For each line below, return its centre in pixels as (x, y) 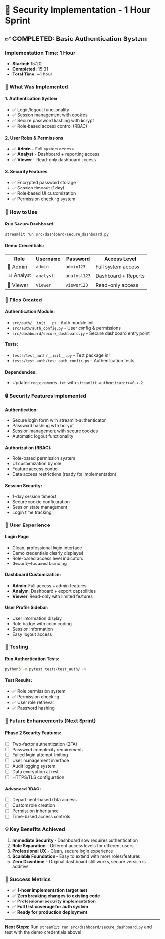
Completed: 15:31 (30, 69)
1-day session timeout (34, 496)
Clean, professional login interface (47, 548)
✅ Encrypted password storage (44, 183)
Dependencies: (21, 372)
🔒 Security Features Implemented (46, 396)
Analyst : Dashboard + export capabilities (54, 591)
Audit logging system (34, 766)
